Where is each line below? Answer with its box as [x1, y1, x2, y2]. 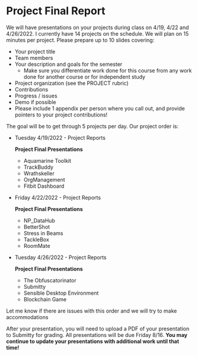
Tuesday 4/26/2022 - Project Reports [14, 254, 107, 261]
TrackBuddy [23, 163, 54, 171]
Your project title [14, 48, 56, 55]
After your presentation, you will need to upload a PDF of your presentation [6, 325, 190, 332]
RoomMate [23, 242, 50, 249]
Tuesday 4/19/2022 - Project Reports [14, 134, 106, 141]
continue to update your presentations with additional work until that [6, 338, 180, 345]
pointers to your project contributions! [14, 111, 108, 118]
